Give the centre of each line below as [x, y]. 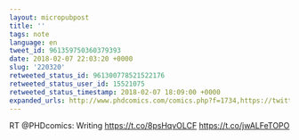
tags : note [29, 34]
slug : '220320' [37, 68]
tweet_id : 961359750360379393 [65, 51]
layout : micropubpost [49, 17]
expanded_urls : [37, 100]
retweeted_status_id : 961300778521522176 [87, 76]
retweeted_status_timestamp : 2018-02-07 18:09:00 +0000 [115, 92]
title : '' [28, 26]
